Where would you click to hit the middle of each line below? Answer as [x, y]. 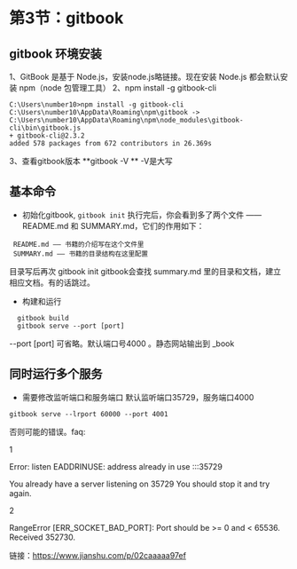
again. [21, 493]
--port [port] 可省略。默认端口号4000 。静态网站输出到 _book [122, 344]
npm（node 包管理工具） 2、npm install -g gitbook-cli [118, 88]
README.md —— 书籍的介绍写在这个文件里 [78, 244]
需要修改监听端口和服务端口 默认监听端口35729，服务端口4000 [138, 397]
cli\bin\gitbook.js [45, 128]
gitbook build [43, 318]
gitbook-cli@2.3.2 [51, 136]
